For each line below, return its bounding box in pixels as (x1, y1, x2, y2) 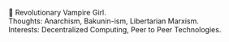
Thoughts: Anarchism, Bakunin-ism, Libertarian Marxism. (8, 16, 199, 26)
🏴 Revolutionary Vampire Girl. (8, 8, 107, 17)
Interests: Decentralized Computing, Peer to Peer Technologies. (8, 25, 222, 34)
